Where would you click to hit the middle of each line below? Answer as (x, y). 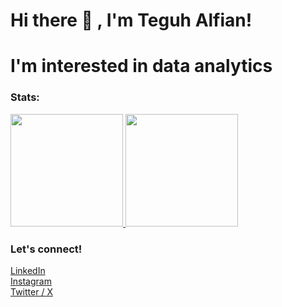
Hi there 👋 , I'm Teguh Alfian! (131, 20)
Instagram (31, 281)
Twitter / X (31, 291)
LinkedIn (28, 270)
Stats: (25, 97)
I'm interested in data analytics (141, 66)
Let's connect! (46, 249)
